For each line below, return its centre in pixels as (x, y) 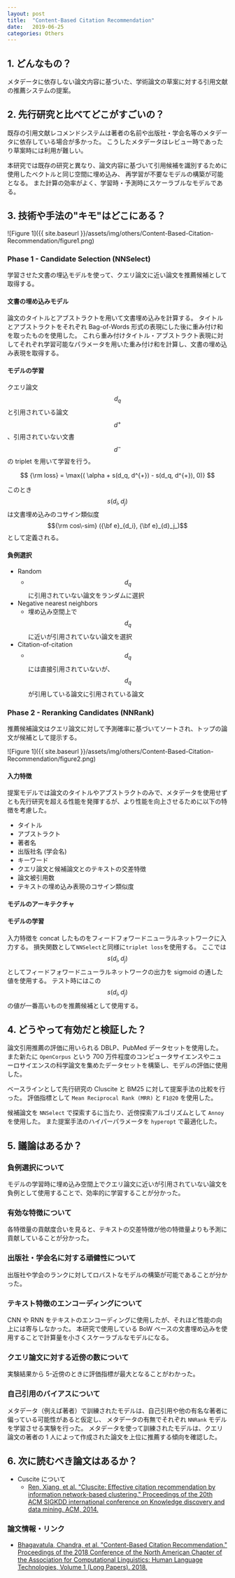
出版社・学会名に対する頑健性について (72, 1258)
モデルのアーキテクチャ (41, 904)
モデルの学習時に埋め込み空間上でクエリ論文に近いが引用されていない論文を (117, 1184)
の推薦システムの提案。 (41, 90)
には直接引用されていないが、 (71, 669)
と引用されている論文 (38, 412)
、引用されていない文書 (41, 436)
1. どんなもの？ (40, 63)
